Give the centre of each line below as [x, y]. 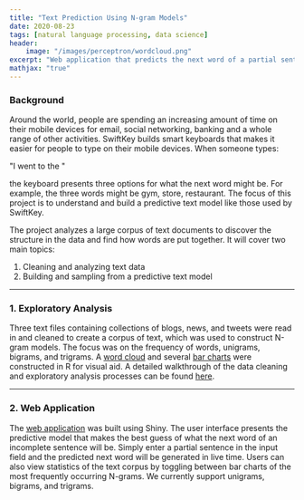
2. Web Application [52, 409]
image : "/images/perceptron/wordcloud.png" [109, 52]
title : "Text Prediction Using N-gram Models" [99, 18]
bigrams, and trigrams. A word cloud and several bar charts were [130, 357]
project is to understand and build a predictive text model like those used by [151, 203]
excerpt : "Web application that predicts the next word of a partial [143, 60]
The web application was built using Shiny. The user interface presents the [148, 428]
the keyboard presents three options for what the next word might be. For [146, 184]
